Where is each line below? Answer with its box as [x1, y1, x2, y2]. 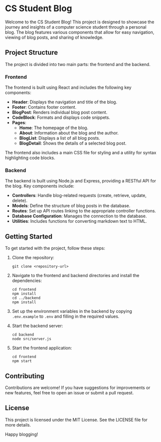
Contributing [5, 372, 44, 380]
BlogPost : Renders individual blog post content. [12, 110, 108, 115]
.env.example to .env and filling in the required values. [12, 313, 119, 319]
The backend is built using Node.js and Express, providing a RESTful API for [5, 178, 156, 184]
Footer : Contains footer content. [12, 104, 76, 110]
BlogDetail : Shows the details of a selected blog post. [19, 140, 127, 146]
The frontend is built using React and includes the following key [5, 84, 132, 90]
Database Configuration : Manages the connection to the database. [12, 213, 147, 219]
